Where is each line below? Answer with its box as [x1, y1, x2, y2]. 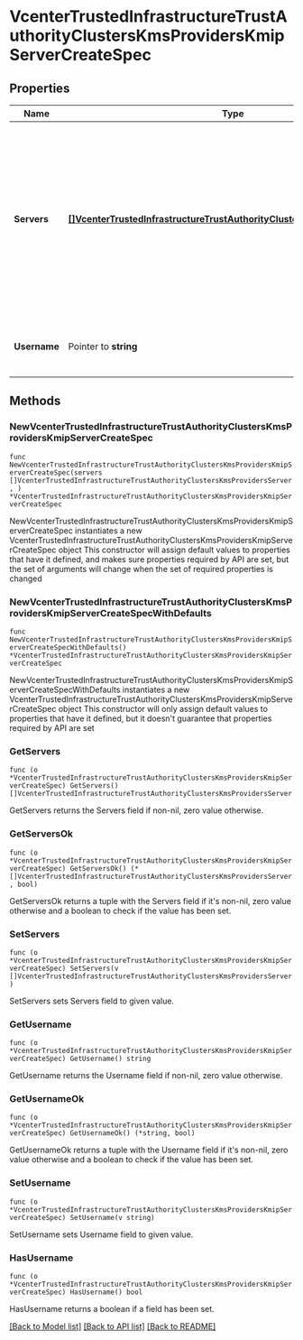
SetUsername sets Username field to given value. [9, 1229, 194, 1240]
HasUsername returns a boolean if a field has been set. [9, 1304, 215, 1315]
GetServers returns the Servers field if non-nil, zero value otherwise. [9, 805, 264, 816]
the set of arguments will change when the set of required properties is [9, 563, 273, 574]
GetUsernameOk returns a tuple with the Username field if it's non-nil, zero [9, 1144, 289, 1156]
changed [9, 573, 42, 584]
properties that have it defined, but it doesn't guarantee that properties [9, 713, 272, 724]
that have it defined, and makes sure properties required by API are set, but [9, 553, 289, 565]
